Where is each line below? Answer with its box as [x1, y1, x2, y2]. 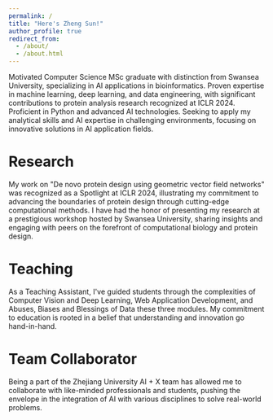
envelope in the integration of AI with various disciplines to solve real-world [8, 394, 262, 404]
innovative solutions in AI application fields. [8, 124, 154, 133]
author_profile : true [8, 27, 82, 35]
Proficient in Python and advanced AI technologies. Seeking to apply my [8, 107, 251, 116]
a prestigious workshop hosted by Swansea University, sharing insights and [8, 213, 263, 224]
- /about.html [15, 50, 64, 58]
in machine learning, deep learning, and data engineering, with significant [8, 90, 256, 98]
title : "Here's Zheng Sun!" [8, 20, 104, 28]
